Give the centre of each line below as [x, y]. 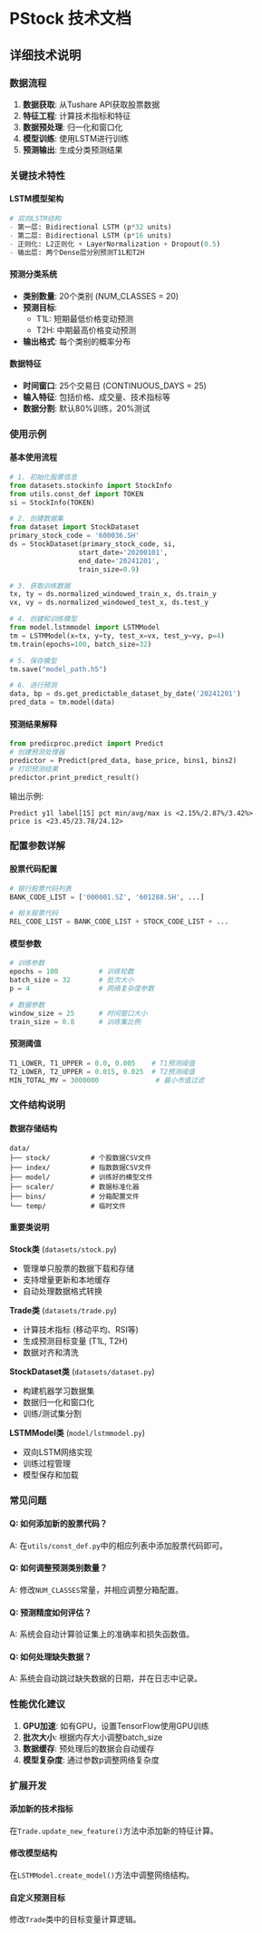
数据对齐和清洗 [50, 1352]
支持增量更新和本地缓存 [66, 1279]
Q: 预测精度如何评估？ [51, 1612]
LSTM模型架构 [37, 199]
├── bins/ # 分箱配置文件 [74, 1196]
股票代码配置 [33, 869]
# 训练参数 [27, 963]
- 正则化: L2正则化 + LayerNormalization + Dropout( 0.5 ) [115, 244]
